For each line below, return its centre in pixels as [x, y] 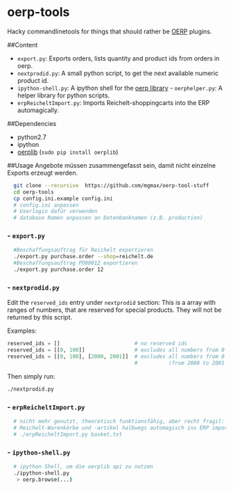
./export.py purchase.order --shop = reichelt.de [84, 257]
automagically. [38, 110]
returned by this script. [40, 317]
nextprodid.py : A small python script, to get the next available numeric [118, 73]
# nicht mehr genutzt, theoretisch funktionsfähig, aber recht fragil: [119, 421]
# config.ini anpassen [46, 205]
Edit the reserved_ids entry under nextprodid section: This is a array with [112, 303]
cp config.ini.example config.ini [63, 198]
